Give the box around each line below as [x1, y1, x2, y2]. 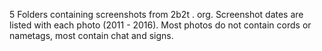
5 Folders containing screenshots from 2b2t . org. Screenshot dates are [9, 9, 304, 20]
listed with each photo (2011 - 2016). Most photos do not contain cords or [9, 19, 312, 31]
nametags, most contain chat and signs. [9, 30, 174, 41]
